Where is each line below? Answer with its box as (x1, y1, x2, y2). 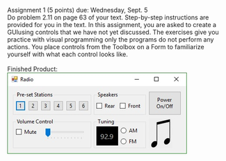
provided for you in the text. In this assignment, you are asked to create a (7, 21, 217, 28)
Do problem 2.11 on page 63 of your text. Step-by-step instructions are (7, 13, 209, 22)
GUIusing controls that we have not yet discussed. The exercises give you (7, 28, 219, 36)
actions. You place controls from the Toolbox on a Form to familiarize (7, 43, 204, 51)
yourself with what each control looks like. (7, 50, 129, 58)
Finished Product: (7, 65, 58, 73)
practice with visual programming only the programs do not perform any (7, 35, 214, 44)
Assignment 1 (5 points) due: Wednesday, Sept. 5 (7, 6, 148, 14)
